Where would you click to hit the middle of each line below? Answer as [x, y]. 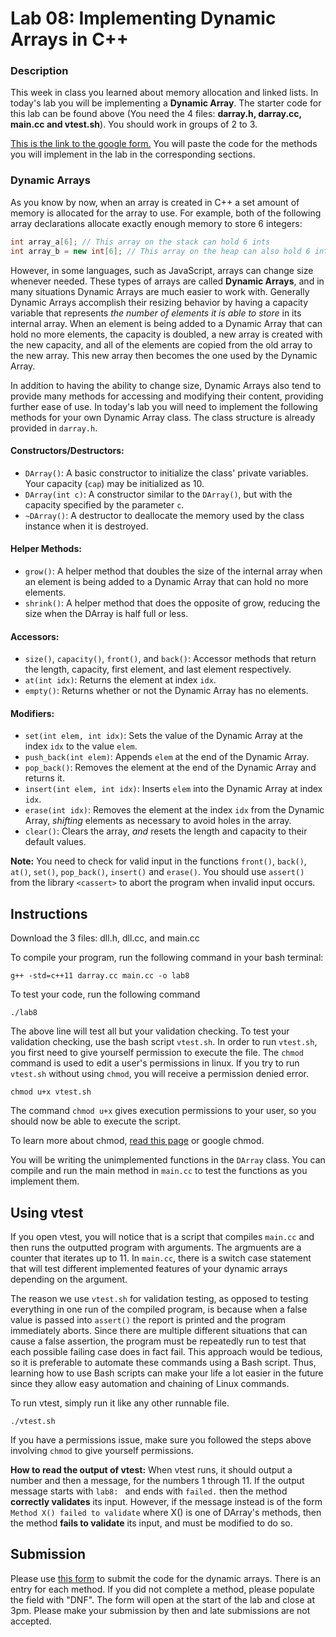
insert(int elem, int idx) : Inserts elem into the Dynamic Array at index [173, 789]
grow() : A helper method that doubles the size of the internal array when [173, 571]
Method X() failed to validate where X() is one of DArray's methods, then [166, 1512]
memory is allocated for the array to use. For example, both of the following [166, 213]
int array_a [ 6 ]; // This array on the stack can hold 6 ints [140, 242]
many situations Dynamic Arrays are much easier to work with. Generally [160, 291]
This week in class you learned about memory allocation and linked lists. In [164, 93]
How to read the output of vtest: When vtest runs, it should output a [151, 1469]
